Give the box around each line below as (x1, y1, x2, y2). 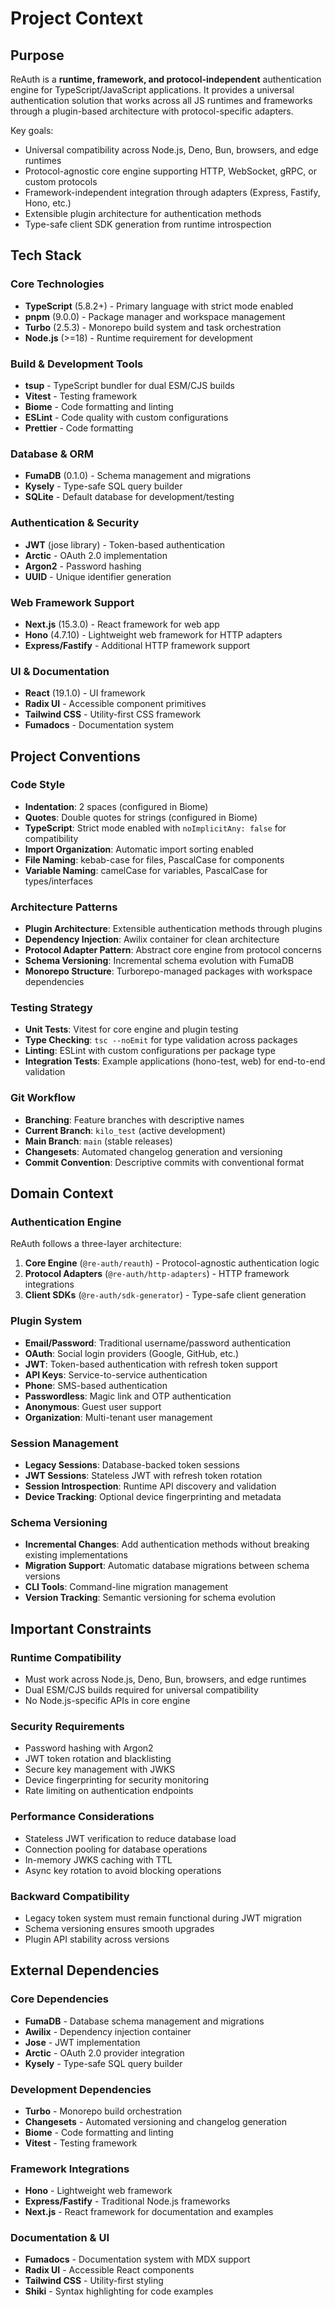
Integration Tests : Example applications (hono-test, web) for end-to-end (24, 1055, 326, 1067)
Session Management (10, 1436, 119, 1450)
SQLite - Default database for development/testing (24, 491, 235, 503)
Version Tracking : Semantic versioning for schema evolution (24, 1592, 277, 1604)
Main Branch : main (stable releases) (24, 1135, 173, 1147)
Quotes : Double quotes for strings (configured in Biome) (24, 811, 258, 823)
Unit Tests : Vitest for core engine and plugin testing (24, 1023, 239, 1036)
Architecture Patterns (10, 900, 118, 914)
